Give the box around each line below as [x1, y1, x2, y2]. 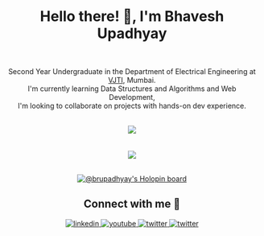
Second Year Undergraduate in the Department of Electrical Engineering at [8, 66, 256, 76]
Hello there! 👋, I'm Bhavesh [39, 7, 225, 26]
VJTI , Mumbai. [108, 75, 156, 85]
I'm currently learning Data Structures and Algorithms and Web [27, 84, 237, 93]
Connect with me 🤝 [84, 197, 180, 211]
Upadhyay [97, 24, 167, 43]
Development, [109, 92, 155, 101]
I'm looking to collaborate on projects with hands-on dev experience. [18, 101, 246, 110]
